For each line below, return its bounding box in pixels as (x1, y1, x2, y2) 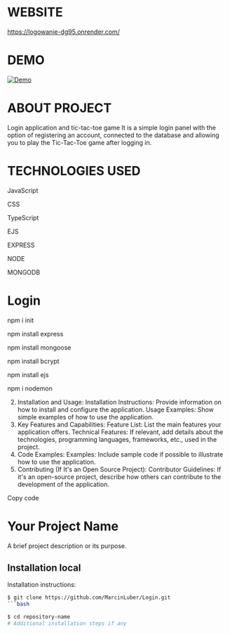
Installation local (7, 562, 81, 574)
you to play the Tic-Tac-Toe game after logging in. (7, 138, 152, 146)
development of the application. (17, 480, 110, 488)
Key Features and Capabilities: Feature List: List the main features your (17, 420, 222, 429)
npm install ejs (7, 370, 49, 379)
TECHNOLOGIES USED (7, 163, 141, 179)
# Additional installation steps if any (7, 620, 128, 627)
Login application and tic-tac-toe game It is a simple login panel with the (7, 123, 216, 132)
